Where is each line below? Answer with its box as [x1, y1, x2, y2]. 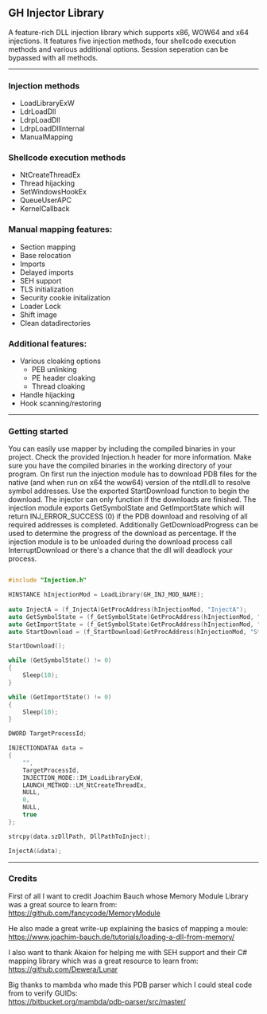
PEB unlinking [31, 365, 77, 374]
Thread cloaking [31, 382, 86, 391]
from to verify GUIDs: [8, 988, 78, 998]
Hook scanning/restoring [19, 398, 102, 408]
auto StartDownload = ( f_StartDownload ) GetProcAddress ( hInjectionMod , [8, 628, 247, 636]
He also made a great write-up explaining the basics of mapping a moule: [8, 923, 249, 933]
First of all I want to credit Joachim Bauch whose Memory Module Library [8, 891, 249, 901]
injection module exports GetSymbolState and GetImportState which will [8, 503, 245, 513]
